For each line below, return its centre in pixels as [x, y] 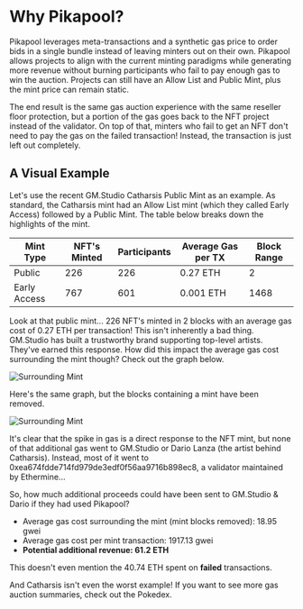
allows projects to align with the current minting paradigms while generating [150, 60]
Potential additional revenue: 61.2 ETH [96, 550]
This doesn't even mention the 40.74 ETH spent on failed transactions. [141, 567]
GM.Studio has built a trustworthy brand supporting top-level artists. [136, 340]
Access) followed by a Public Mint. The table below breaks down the [137, 214]
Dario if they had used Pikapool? [69, 504]
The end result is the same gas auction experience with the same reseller [145, 106]
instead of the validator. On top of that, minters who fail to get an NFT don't [149, 126]
